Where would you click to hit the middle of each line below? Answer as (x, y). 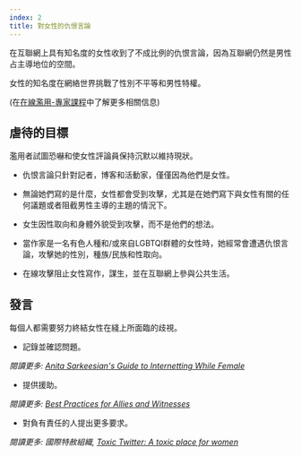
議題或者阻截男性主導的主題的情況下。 (101, 205)
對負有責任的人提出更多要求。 (77, 423)
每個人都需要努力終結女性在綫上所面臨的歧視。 (95, 328)
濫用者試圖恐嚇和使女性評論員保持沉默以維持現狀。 (103, 156)
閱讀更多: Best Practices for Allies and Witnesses (100, 404)
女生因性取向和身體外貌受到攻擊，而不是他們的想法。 (120, 224)
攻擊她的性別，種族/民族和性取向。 (103, 254)
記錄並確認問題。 (54, 347)
